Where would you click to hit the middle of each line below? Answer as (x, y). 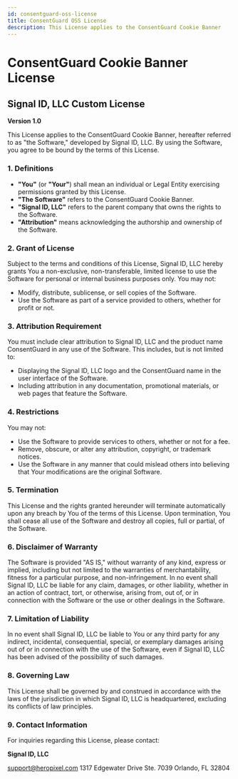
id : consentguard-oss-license (52, 14)
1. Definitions (30, 168)
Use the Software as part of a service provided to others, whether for (119, 300)
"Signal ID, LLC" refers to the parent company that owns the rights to (119, 207)
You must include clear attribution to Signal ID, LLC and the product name (115, 342)
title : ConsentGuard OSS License (57, 21)
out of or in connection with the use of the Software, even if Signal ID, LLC (116, 649)
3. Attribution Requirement (55, 326)
